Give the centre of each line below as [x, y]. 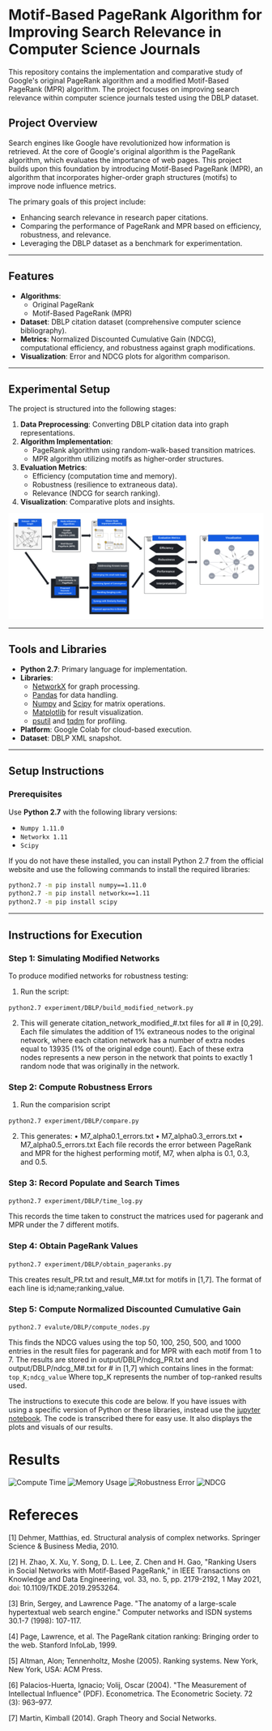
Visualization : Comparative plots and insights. [98, 502]
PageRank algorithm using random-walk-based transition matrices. [144, 450]
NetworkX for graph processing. [86, 686]
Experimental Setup [59, 389]
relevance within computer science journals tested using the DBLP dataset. [134, 97]
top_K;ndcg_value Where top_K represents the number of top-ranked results [135, 1377]
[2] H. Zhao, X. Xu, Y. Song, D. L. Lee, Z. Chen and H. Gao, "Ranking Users [132, 1561]
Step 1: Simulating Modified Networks [84, 958]
